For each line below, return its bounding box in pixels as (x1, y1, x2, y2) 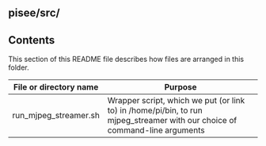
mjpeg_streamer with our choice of (107, 115, 237, 126)
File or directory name (13, 82, 99, 93)
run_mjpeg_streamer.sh (12, 110, 101, 121)
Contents (8, 33, 55, 47)
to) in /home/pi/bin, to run (107, 105, 203, 116)
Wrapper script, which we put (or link (107, 95, 245, 106)
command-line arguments (107, 125, 205, 136)
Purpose (164, 82, 197, 93)
